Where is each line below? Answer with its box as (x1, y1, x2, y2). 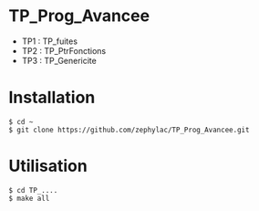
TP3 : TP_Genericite (21, 55, 97, 66)
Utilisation (8, 156, 88, 176)
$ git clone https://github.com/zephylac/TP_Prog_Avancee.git (8, 125, 250, 134)
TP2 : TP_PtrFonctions (21, 45, 107, 56)
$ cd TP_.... (8, 185, 58, 195)
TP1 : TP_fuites (21, 36, 78, 47)
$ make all (8, 194, 50, 203)
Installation (8, 88, 96, 108)
